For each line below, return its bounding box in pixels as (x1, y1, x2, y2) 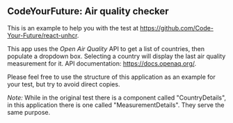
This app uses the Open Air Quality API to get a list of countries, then (7, 44, 205, 53)
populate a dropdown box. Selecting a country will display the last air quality (7, 52, 226, 60)
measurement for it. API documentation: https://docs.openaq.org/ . (7, 59, 197, 68)
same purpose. (7, 108, 51, 116)
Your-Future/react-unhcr (7, 31, 78, 39)
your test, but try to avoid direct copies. (7, 79, 120, 88)
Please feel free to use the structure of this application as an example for (7, 73, 216, 81)
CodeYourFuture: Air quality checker (7, 6, 169, 17)
